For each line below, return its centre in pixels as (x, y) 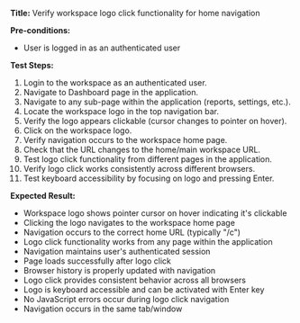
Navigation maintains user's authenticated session (117, 251)
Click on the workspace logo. (77, 130)
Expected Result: (43, 196)
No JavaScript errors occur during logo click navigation (126, 299)
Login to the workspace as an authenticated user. (115, 83)
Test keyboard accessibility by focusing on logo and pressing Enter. (149, 178)
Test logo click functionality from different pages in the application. (148, 159)
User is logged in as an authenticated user (102, 48)
